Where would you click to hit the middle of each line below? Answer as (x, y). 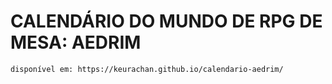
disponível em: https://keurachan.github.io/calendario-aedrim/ (147, 69)
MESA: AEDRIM (76, 42)
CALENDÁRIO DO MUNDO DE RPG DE (166, 21)
